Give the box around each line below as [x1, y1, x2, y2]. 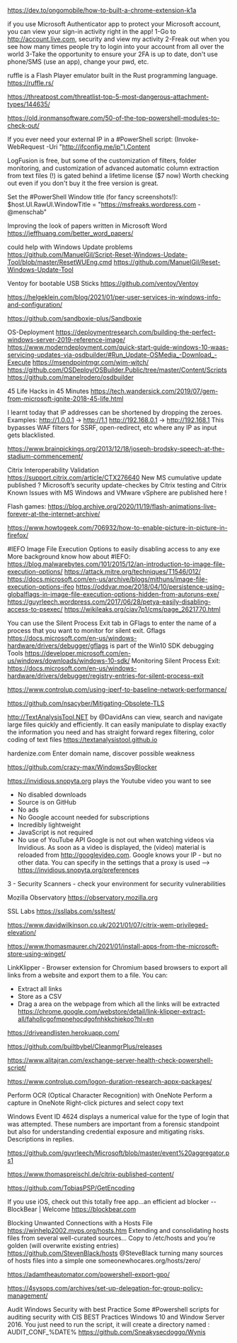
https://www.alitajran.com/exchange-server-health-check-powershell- [7, 1056, 214, 1064]
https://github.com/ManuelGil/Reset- [113, 258, 221, 266]
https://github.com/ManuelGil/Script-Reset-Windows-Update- [7, 250, 188, 258]
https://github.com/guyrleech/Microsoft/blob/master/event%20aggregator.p [7, 1149, 230, 1157]
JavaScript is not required [17, 828, 93, 836]
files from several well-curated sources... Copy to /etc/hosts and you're [7, 1234, 216, 1242]
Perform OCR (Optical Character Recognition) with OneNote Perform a [7, 1091, 213, 1099]
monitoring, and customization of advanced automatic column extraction [7, 164, 219, 172]
